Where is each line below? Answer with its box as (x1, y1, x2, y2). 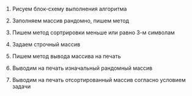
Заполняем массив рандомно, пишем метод (12, 17, 130, 24)
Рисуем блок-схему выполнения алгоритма (12, 6, 127, 12)
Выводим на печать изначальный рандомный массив (12, 64, 153, 72)
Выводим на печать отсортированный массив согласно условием (12, 76, 186, 83)
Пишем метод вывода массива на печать (12, 53, 121, 60)
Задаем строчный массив (12, 41, 81, 48)
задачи (12, 83, 31, 90)
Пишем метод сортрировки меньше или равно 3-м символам (12, 29, 175, 36)
